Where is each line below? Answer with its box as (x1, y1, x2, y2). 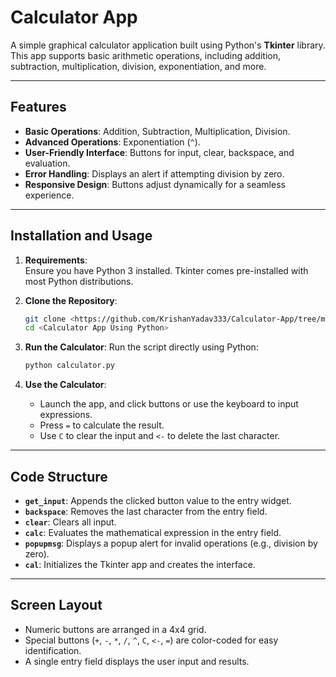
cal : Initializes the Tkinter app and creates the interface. (24, 559, 256, 570)
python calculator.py (24, 361, 115, 371)
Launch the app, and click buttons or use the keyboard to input (39, 398, 299, 410)
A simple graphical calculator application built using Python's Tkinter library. (10, 39, 326, 51)
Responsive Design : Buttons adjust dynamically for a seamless (24, 178, 286, 190)
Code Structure (10, 468, 108, 485)
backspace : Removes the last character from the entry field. (24, 506, 268, 517)
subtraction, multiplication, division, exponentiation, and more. (10, 60, 267, 72)
